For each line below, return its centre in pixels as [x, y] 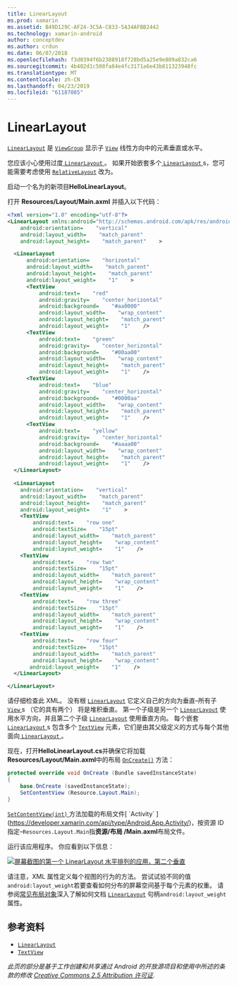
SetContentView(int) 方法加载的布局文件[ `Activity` [81, 814]
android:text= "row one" [74, 523]
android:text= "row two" [74, 562]
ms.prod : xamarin [33, 20]
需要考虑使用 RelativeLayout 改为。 [65, 172]
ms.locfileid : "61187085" [45, 92]
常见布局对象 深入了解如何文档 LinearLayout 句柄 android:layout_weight [123, 894]
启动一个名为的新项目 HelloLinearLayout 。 [69, 187]
